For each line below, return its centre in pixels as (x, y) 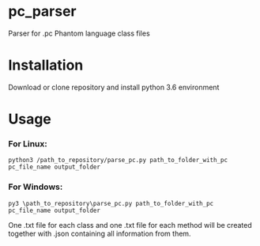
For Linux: (28, 143)
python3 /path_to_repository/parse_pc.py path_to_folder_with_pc (118, 161)
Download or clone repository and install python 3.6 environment (114, 87)
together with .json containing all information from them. (100, 233)
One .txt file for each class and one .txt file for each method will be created (130, 225)
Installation (46, 65)
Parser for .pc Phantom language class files (79, 33)
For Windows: (36, 187)
